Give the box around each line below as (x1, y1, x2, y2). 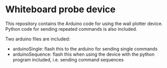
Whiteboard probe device (5, 4, 116, 15)
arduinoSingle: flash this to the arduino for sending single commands (12, 46, 158, 52)
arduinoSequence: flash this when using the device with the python (12, 51, 155, 57)
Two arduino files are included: (5, 36, 70, 42)
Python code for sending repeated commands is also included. (5, 26, 137, 32)
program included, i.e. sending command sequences (12, 56, 124, 62)
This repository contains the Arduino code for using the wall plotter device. (5, 20, 163, 27)
